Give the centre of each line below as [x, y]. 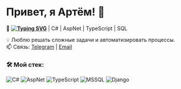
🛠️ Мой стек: [25, 64]
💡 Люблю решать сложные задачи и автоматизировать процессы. [90, 39]
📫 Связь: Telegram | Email [39, 47]
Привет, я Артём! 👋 [55, 12]
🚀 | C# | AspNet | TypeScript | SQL [67, 28]
